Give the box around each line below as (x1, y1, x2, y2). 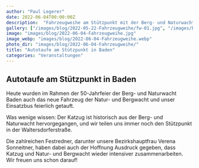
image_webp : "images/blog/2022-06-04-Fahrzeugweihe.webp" (6, 36, 152, 42)
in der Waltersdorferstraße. (6, 126, 72, 133)
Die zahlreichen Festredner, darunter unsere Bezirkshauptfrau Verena (6, 138, 176, 145)
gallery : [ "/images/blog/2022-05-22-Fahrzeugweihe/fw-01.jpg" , (6, 25, 166, 31)
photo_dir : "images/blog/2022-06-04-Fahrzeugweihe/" (6, 42, 139, 48)
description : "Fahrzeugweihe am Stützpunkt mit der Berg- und (6, 19, 166, 25)
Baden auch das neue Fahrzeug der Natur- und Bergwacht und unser (6, 96, 175, 103)
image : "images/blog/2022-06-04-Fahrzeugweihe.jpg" (6, 31, 136, 37)
